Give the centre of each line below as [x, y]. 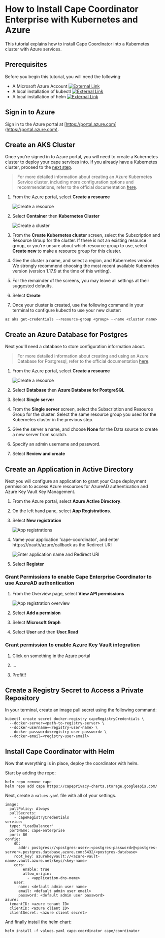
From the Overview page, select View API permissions [68, 594]
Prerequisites [26, 65]
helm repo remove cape [28, 782]
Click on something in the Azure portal [51, 656]
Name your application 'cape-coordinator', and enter [66, 539]
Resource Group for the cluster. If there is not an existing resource [79, 240]
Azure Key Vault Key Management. [40, 491]
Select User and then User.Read [45, 632]
